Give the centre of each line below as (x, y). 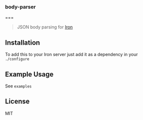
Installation (23, 43)
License (17, 102)
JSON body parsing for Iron (45, 27)
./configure (17, 59)
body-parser (20, 7)
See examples (18, 86)
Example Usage (29, 74)
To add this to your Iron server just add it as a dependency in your (71, 55)
